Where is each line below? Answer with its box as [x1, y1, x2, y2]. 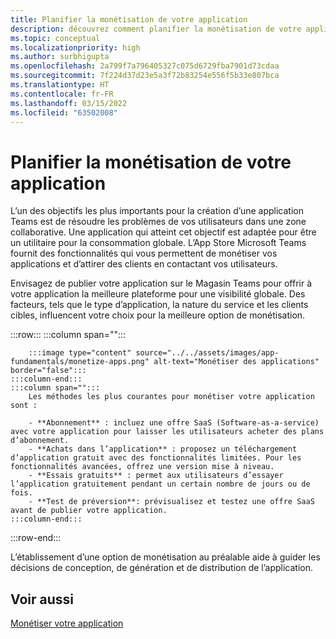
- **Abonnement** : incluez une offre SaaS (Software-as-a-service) [28, 418, 320, 428]
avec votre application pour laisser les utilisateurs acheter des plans [10, 427, 325, 437]
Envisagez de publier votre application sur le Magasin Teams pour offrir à [10, 277, 313, 290]
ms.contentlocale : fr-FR [10, 89, 114, 99]
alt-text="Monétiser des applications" [153, 357, 320, 367]
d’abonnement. [10, 436, 70, 446]
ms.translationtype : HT [10, 80, 110, 90]
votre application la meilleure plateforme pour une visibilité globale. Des [10, 288, 306, 300]
